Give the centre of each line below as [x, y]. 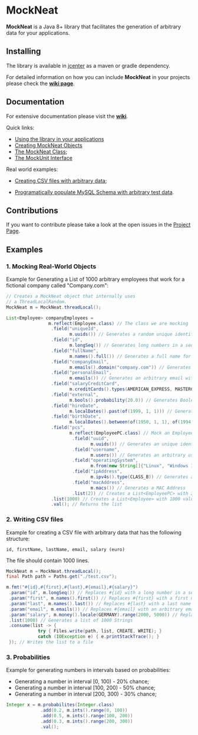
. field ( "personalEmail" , [81, 373]
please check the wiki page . [40, 83]
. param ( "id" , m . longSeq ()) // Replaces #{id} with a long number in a [97, 593]
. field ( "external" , [75, 395]
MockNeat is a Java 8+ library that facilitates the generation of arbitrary [94, 27]
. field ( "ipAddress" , [97, 472]
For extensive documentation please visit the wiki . [67, 116]
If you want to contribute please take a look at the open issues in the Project [98, 225]
